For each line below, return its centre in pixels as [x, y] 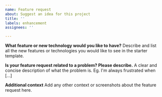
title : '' [15, 18]
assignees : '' [20, 28]
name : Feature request [28, 9]
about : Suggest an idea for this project [48, 14]
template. [15, 56]
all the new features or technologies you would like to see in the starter [76, 51]
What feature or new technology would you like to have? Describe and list [81, 46]
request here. [19, 90]
